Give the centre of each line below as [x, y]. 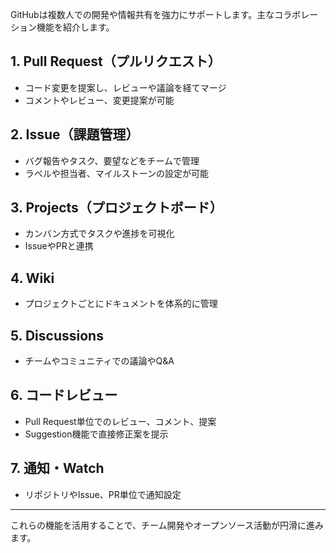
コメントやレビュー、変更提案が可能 [99, 100]
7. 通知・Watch [57, 468]
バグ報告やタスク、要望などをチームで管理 [112, 160]
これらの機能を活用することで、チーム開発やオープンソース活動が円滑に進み [167, 525]
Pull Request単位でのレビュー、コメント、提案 [120, 421]
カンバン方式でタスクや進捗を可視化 [99, 234]
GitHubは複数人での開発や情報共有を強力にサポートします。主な [142, 14]
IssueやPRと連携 [59, 246]
